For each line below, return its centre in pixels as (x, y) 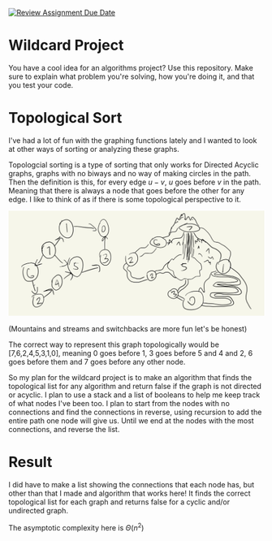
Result (30, 462)
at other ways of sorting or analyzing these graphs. (94, 149)
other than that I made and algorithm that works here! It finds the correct (130, 493)
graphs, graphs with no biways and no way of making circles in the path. (130, 173)
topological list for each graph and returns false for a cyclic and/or (119, 502)
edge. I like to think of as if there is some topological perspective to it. (125, 199)
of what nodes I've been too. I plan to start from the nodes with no (119, 404)
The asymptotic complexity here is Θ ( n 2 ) (76, 527)
